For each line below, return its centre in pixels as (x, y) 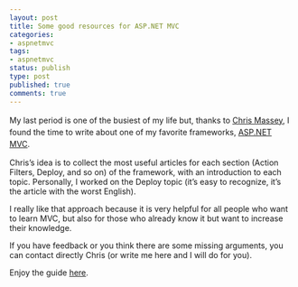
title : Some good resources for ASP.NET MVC (94, 26)
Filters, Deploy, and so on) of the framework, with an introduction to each (145, 171)
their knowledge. (41, 227)
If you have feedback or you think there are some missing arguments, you (146, 245)
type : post (30, 77)
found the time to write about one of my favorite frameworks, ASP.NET (141, 132)
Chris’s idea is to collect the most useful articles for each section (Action (144, 162)
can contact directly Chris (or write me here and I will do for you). (131, 255)
